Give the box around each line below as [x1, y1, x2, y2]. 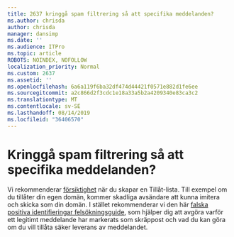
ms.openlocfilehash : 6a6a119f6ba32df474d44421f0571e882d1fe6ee [7, 83, 199, 90]
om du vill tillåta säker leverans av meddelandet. [7, 223, 148, 231]
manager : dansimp [7, 30, 59, 38]
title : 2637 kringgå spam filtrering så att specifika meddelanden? [7, 10, 214, 18]
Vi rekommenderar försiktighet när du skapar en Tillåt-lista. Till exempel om [7, 185, 228, 194]
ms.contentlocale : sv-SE [7, 103, 81, 110]
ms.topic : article [7, 50, 62, 57]
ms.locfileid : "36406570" [7, 116, 84, 123]
